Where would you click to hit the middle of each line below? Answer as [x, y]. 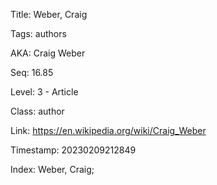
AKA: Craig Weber [48, 53]
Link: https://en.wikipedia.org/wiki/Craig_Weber [108, 130]
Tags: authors [38, 33]
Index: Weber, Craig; [52, 169]
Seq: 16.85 [32, 72]
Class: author [37, 111]
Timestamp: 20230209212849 [73, 150]
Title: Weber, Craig [49, 14]
